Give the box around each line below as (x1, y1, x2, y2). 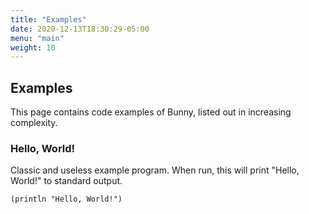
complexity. (10, 117, 58, 129)
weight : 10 (10, 42, 56, 53)
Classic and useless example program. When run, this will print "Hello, (10, 164, 300, 176)
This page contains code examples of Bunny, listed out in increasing (10, 106, 292, 118)
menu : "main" (10, 33, 65, 43)
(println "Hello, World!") (10, 194, 123, 205)
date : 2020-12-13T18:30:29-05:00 (10, 24, 150, 34)
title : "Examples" (10, 14, 87, 25)
